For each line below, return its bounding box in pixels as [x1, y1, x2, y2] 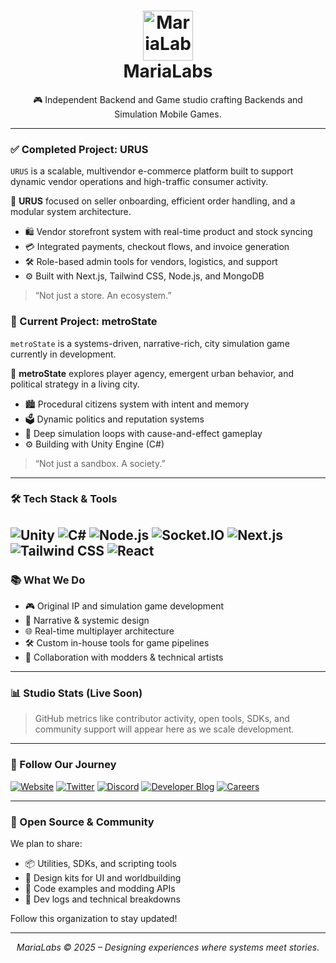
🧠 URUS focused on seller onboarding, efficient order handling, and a [10, 195, 296, 207]
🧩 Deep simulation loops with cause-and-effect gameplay [24, 427, 263, 439]
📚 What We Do [10, 573, 86, 587]
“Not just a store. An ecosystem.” [34, 290, 172, 302]
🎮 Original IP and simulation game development [24, 600, 225, 612]
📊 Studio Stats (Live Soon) [10, 686, 143, 700]
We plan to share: [10, 838, 83, 850]
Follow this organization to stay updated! [10, 913, 178, 925]
